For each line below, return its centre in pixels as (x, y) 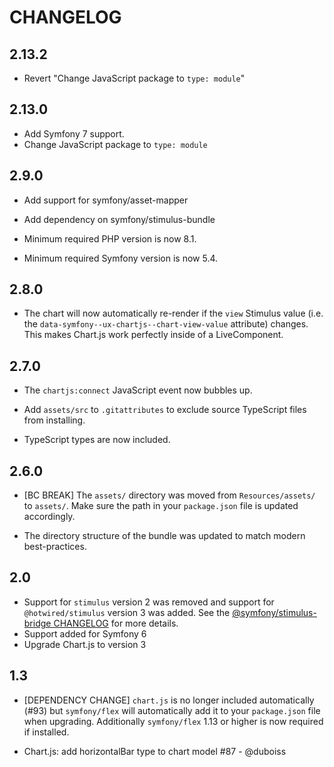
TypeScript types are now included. (97, 440)
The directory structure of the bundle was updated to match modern (164, 536)
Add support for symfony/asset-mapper (106, 200)
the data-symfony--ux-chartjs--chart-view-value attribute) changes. (166, 324)
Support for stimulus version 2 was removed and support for (149, 602)
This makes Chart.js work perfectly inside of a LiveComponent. (153, 335)
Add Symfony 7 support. (74, 133)
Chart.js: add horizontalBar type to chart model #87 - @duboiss (155, 751)
